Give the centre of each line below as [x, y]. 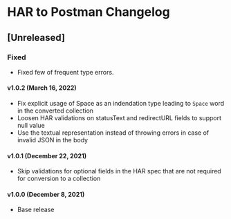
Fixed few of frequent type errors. [65, 72]
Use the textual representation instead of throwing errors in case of [113, 133]
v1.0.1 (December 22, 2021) [47, 155]
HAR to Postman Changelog [89, 12]
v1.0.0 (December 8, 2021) [46, 194]
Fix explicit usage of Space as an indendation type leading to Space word [121, 104]
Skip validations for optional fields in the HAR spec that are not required [119, 171]
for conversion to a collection [59, 179]
